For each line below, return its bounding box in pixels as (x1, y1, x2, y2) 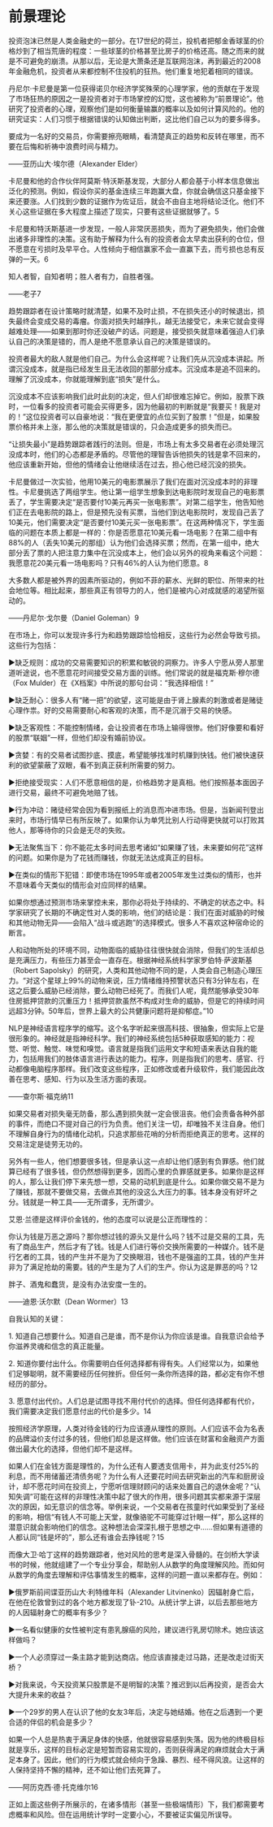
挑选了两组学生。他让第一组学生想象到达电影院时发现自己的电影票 (43, 487, 265, 497)
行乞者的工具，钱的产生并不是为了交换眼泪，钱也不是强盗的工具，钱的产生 (8, 1252, 258, 1261)
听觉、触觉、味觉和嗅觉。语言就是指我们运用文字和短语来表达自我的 (22, 1044, 250, 1053)
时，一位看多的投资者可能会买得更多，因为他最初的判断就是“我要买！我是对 (8, 401, 262, 411)
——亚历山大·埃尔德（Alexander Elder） (8, 158, 142, 168)
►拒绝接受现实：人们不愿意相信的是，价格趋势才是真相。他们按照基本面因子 (8, 777, 264, 787)
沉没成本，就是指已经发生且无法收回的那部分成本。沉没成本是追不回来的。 (15, 363, 265, 374)
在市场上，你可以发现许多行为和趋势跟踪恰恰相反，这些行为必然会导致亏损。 (8, 630, 265, 640)
